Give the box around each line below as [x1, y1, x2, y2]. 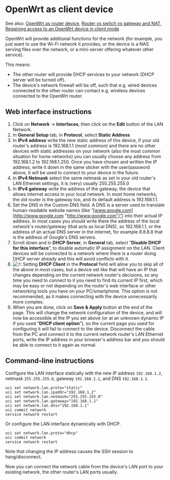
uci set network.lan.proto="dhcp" [5, 430, 78, 435]
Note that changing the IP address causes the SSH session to [5, 448, 134, 454]
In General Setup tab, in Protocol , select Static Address [12, 132, 131, 138]
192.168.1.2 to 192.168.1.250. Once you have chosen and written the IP [12, 159, 157, 165]
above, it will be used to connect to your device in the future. [12, 169, 140, 175]
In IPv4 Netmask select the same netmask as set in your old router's [12, 175, 156, 181]
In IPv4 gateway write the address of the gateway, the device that [12, 186, 151, 192]
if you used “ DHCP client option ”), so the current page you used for [12, 320, 155, 326]
